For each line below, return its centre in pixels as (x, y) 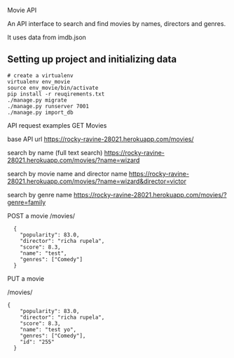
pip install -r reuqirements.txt (56, 94)
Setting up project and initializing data (92, 59)
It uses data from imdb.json (47, 37)
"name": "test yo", (48, 329)
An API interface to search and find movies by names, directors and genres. (117, 24)
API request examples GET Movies (57, 125)
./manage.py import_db (40, 112)
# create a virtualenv (40, 75)
